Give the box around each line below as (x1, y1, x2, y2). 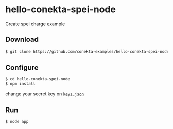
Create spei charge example (5, 20, 65, 27)
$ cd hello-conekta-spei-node (5, 77, 71, 82)
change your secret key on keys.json (5, 91, 84, 97)
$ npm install (5, 81, 36, 87)
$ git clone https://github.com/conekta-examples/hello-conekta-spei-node (5, 49, 169, 54)
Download (5, 35, 39, 44)
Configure (5, 63, 39, 72)
